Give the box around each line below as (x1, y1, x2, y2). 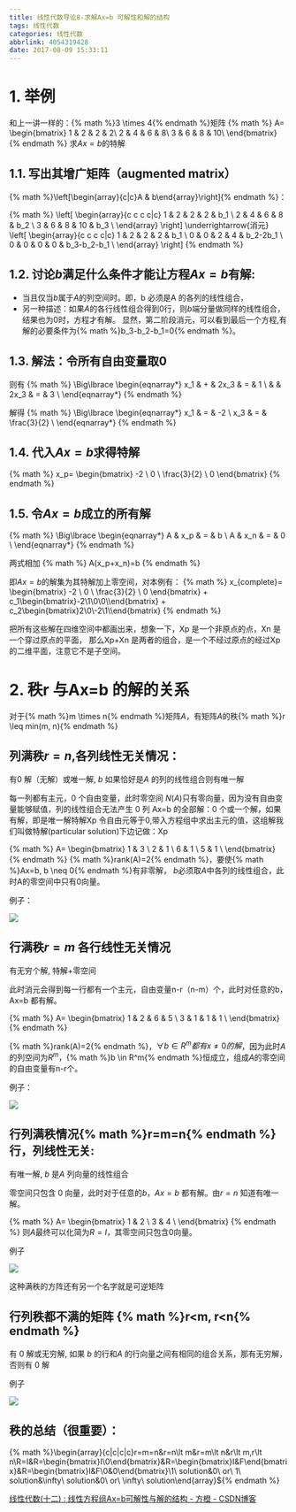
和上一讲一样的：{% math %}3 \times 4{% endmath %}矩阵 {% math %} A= (9, 118, 285, 128)
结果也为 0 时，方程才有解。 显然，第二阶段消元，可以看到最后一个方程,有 (21, 314, 287, 325)
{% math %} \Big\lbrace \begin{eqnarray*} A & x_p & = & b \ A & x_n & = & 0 (9, 530, 285, 541)
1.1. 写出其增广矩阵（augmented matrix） (9, 166, 237, 181)
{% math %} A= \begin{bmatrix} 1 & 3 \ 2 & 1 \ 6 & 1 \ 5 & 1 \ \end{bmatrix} (9, 843, 276, 854)
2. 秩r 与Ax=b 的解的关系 (9, 680, 190, 700)
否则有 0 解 (9, 1359, 50, 1370)
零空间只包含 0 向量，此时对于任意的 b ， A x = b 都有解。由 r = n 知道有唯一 (9, 1187, 279, 1198)
